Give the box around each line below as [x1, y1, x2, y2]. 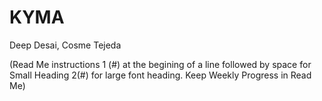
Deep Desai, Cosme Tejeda [9, 39, 122, 51]
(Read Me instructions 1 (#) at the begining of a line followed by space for [9, 58, 312, 70]
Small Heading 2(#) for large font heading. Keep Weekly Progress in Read [9, 69, 312, 81]
